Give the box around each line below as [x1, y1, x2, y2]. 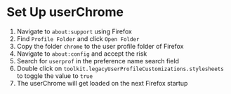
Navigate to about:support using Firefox [16, 27, 133, 36]
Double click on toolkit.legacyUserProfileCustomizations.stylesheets [16, 64, 224, 72]
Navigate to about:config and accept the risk [16, 49, 147, 58]
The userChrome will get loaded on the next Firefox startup [16, 79, 188, 87]
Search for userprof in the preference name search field [16, 56, 180, 65]
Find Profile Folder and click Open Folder [16, 34, 140, 42]
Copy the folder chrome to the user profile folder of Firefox [16, 42, 184, 50]
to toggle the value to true [16, 71, 93, 80]
